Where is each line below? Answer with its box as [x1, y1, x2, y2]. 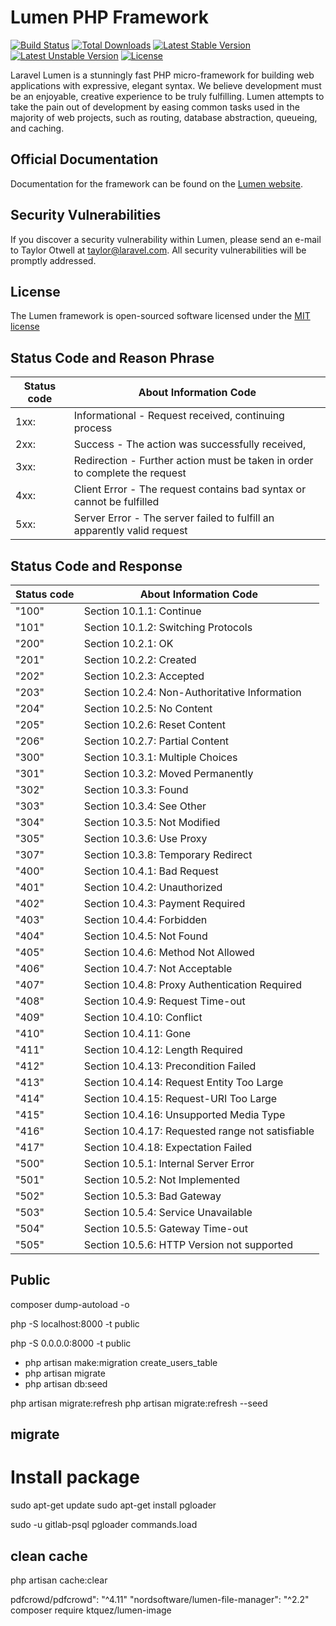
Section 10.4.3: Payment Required [83, 897, 246, 910]
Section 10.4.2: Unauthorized [83, 881, 223, 894]
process [73, 421, 113, 435]
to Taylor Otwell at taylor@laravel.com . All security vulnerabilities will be [10, 244, 307, 256]
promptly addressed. [10, 254, 97, 266]
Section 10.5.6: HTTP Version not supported [83, 1238, 293, 1251]
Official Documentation [10, 151, 159, 168]
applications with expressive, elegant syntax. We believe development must [10, 79, 322, 91]
